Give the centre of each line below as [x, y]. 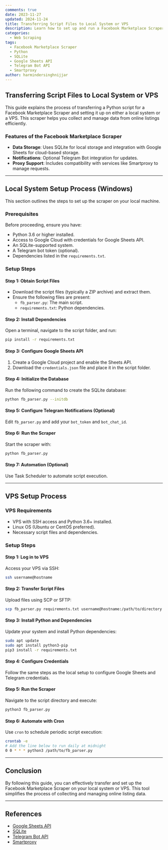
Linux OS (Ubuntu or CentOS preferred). [54, 527]
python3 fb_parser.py [28, 710]
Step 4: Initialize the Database [37, 379]
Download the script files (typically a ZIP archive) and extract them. [82, 292]
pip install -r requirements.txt [40, 340]
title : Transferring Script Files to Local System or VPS [67, 24]
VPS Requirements [28, 510]
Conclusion [23, 771]
